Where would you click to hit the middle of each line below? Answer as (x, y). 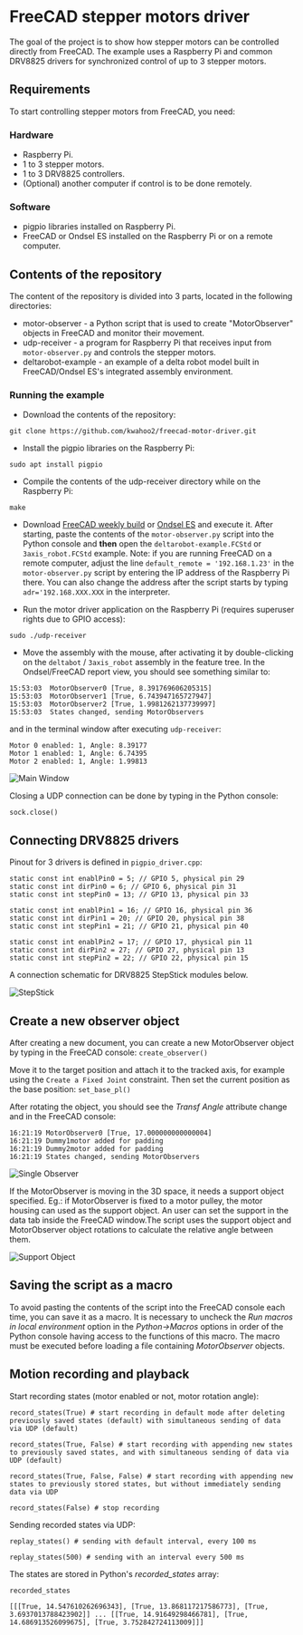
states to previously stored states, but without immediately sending (145, 1484)
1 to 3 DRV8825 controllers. (73, 174)
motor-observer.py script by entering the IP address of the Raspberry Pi (156, 573)
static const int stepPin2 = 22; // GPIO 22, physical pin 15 (129, 958)
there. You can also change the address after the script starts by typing (155, 583)
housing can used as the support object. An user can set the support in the (149, 1211)
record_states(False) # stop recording (85, 1508)
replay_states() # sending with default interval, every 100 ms (133, 1541)
